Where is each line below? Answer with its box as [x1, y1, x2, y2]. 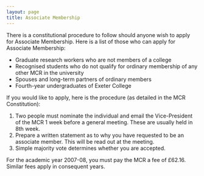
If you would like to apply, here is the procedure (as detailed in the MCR [6, 94, 186, 101]
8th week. [15, 125, 41, 132]
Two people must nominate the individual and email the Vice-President [15, 112, 193, 119]
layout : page [6, 9, 40, 15]
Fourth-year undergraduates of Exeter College [15, 82, 132, 89]
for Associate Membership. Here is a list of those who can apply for [6, 38, 175, 45]
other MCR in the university [15, 69, 84, 76]
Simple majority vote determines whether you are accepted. [15, 144, 166, 152]
